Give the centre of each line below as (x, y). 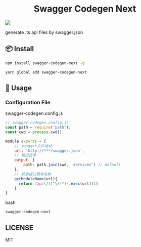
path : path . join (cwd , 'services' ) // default (72, 165)
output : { (25, 160)
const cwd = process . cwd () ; (35, 132)
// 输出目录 (25, 155)
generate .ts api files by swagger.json (44, 32)
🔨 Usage (18, 88)
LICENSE (19, 228)
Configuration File (28, 102)
